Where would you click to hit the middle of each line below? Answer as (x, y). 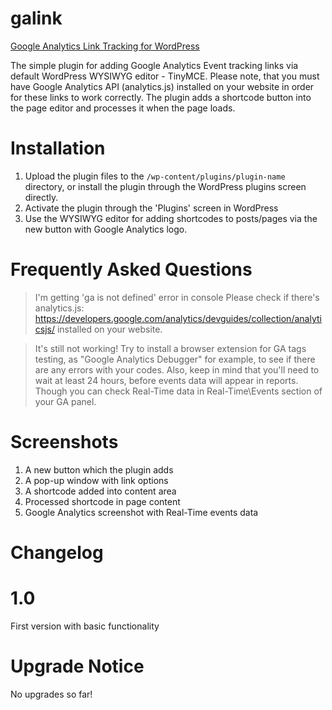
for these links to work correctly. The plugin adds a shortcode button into (161, 97)
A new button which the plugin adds (99, 469)
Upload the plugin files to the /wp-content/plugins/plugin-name (155, 176)
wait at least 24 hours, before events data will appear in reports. (166, 380)
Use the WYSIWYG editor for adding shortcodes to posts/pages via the (171, 218)
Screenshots (64, 442)
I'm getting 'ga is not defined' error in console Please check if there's (177, 297)
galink (36, 18)
